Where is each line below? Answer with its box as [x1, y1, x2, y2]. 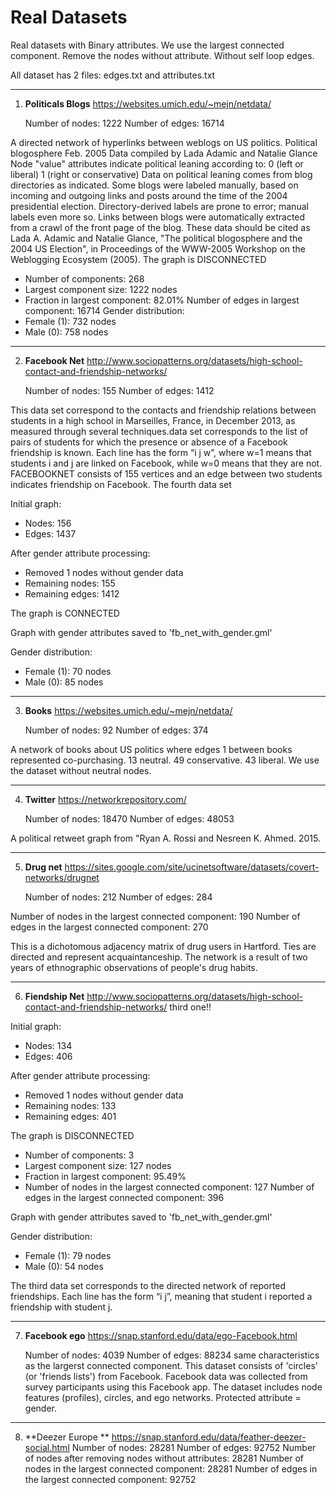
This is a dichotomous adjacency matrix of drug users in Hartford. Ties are [10, 940, 317, 952]
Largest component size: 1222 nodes [24, 283, 178, 295]
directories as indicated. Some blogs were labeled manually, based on [10, 179, 299, 191]
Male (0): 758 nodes [24, 326, 109, 338]
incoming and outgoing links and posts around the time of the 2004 [10, 189, 288, 201]
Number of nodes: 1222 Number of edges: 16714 [24, 117, 225, 129]
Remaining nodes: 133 [24, 1099, 117, 1111]
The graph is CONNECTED [10, 607, 120, 619]
